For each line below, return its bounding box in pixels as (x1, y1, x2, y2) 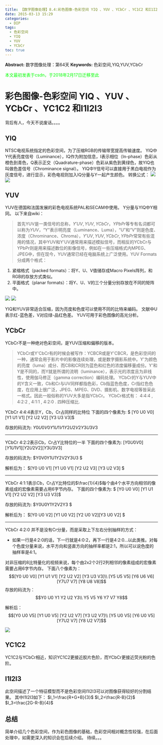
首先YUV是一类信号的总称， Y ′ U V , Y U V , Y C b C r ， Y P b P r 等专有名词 (16, 221, 147, 227)
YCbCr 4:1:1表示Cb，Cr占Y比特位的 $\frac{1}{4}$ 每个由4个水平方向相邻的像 (5, 480, 156, 486)
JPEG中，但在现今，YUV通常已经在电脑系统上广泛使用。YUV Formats (16, 251, 157, 257)
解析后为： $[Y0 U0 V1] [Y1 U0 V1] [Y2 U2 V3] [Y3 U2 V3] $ (5, 465, 125, 471)
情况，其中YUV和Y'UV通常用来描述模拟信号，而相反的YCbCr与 (25, 239, 152, 245)
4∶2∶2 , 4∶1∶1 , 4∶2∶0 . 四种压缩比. (16, 399, 80, 405)
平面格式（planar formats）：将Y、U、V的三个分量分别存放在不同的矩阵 (12, 280, 155, 286)
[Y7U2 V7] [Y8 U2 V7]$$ (56, 617, 107, 623)
